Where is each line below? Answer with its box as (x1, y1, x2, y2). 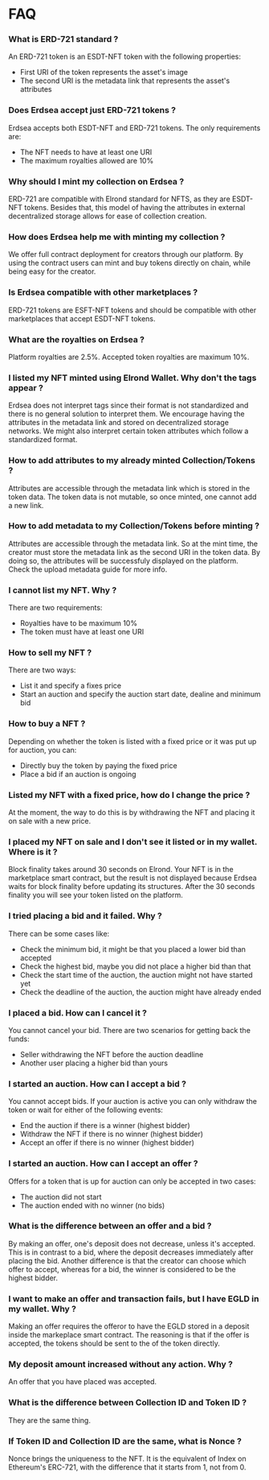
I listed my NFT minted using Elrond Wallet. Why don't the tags (8, 372, 257, 383)
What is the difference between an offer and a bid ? (8, 1221, 212, 1232)
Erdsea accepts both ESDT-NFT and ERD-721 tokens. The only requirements (8, 122, 261, 133)
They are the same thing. (8, 1415, 91, 1425)
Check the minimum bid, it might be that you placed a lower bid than (19, 944, 247, 954)
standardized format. (8, 435, 78, 444)
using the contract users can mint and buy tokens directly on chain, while (8, 258, 251, 268)
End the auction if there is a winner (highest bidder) (19, 1121, 190, 1131)
